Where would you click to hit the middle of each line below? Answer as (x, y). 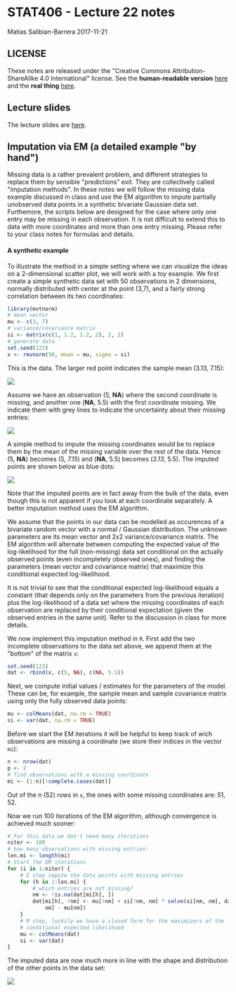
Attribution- (189, 70)
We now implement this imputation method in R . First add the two (101, 638)
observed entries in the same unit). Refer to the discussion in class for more (117, 617)
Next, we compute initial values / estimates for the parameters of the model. (117, 686)
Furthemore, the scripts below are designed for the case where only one (112, 212)
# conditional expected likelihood (72, 927)
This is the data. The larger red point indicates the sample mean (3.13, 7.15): (116, 368)
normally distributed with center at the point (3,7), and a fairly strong (106, 288)
